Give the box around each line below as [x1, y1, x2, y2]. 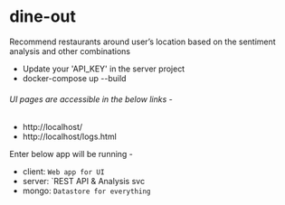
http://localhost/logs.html [22, 131, 118, 142]
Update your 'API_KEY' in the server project [22, 63, 185, 74]
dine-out [9, 6, 77, 27]
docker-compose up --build [22, 72, 127, 83]
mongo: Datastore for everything [22, 185, 151, 196]
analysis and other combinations [9, 45, 131, 56]
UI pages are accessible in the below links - [9, 93, 174, 105]
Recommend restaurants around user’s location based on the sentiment [9, 36, 276, 47]
